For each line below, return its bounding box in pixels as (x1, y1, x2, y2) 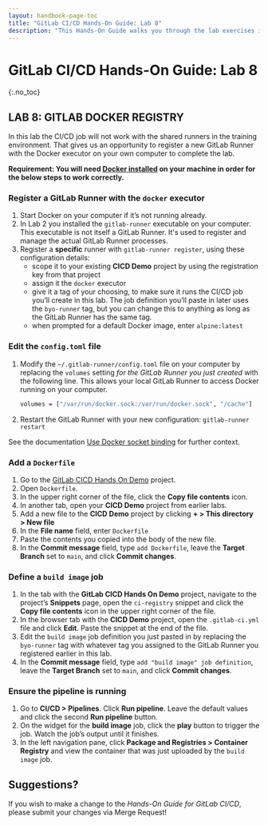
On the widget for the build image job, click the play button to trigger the (19, 720, 260, 731)
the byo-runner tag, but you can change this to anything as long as (31, 304, 250, 314)
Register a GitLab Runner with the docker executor (8, 192, 206, 204)
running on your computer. (19, 384, 108, 394)
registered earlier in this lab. (19, 648, 112, 659)
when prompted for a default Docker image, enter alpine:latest (31, 321, 243, 331)
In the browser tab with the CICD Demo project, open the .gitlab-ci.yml (19, 615, 259, 625)
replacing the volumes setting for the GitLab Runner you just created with (19, 367, 259, 377)
